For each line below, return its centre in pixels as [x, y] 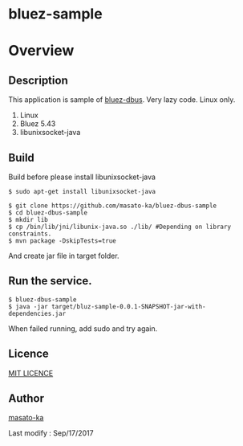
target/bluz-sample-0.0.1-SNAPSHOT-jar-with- [128, 306]
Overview [41, 51]
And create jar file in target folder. [64, 256]
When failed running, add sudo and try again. [83, 328]
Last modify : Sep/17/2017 [51, 433]
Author [26, 399]
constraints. [30, 234]
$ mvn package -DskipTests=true [62, 241]
